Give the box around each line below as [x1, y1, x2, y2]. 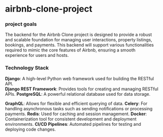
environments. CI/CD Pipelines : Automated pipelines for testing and [5, 121, 141, 127]
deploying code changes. [5, 126, 56, 132]
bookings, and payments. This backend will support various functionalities [5, 42, 154, 48]
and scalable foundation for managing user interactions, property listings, [5, 37, 152, 43]
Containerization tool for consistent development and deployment [5, 116, 137, 122]
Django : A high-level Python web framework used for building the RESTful [5, 75, 154, 81]
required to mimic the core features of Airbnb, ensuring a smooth [5, 47, 136, 53]
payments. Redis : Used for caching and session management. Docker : [5, 111, 147, 117]
